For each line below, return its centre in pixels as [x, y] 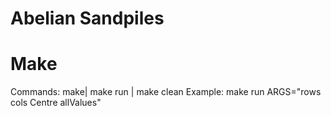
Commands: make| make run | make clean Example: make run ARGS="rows [166, 92]
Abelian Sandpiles [87, 18]
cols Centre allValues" [56, 103]
